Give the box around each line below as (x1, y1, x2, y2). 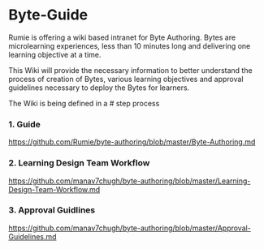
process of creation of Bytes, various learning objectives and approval (8, 74, 244, 84)
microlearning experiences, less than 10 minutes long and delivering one (8, 41, 251, 50)
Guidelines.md (8, 231, 57, 241)
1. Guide (8, 118, 41, 130)
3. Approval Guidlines (8, 204, 96, 216)
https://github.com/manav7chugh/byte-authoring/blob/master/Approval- (8, 223, 252, 233)
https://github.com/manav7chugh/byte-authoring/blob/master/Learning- (8, 176, 251, 186)
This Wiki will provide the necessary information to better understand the (8, 65, 253, 75)
